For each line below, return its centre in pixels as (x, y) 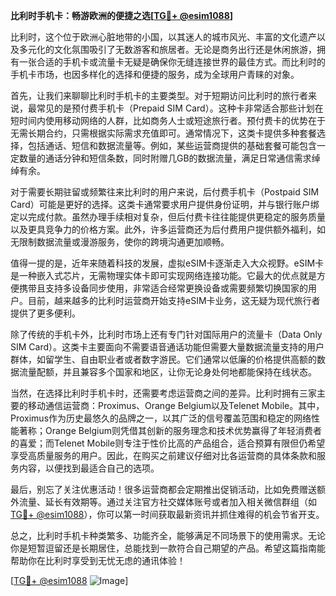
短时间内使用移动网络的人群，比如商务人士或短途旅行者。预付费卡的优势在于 (168, 120)
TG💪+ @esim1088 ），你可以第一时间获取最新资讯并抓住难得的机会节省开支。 (167, 514)
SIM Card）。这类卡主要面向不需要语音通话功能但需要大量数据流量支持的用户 (167, 347)
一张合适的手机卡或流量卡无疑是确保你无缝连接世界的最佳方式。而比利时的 (172, 62)
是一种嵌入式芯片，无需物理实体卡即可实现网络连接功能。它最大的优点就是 (163, 275)
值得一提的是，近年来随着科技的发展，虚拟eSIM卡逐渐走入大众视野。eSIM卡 (167, 263)
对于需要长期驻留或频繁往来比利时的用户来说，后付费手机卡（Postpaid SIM (165, 192)
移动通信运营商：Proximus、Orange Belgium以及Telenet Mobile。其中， (176, 405)
